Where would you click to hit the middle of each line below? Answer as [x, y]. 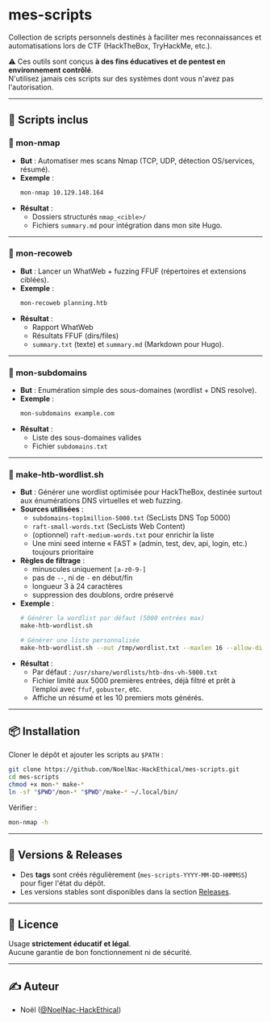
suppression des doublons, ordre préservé [103, 595]
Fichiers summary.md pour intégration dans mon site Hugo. [127, 225]
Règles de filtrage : [52, 561]
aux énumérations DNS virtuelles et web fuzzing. [101, 501]
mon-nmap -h [28, 822]
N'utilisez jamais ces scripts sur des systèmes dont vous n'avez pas [121, 78]
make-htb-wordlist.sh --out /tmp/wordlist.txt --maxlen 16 [121, 648]
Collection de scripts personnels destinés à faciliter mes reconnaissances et [135, 37]
